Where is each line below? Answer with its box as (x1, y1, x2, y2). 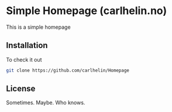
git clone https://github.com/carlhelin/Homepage (6, 67, 130, 73)
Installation (6, 40, 48, 50)
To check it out (6, 56, 42, 63)
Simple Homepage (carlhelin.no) (6, 4, 167, 18)
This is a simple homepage (6, 23, 71, 30)
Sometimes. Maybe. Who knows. (6, 99, 85, 106)
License (6, 84, 36, 94)
